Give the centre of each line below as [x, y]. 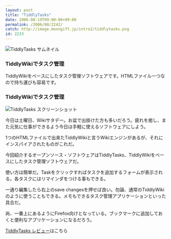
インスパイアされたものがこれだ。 [41, 144]
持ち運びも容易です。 [36, 82]
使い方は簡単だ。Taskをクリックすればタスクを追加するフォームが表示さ [82, 172]
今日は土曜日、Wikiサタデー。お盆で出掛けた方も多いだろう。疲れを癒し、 [84, 120]
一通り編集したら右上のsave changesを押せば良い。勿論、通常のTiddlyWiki [85, 189]
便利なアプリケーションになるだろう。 [54, 219]
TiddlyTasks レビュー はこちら [37, 231]
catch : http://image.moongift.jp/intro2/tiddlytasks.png [67, 29]
